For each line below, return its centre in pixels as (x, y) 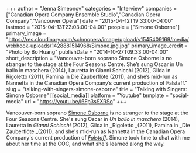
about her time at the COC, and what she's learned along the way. (85, 144)
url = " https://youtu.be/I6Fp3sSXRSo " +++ (75, 101)
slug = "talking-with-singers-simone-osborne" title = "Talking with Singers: (97, 89)
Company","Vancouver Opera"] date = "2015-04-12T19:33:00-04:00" (90, 21)
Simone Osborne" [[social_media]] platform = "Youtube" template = (87, 95)
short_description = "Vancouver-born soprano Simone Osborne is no (89, 58)
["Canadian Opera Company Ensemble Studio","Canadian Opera (83, 15)
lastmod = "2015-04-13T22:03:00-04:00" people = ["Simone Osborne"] (93, 27)
